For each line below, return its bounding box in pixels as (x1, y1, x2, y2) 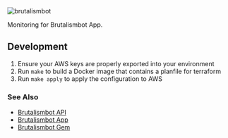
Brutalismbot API (17, 108, 67, 117)
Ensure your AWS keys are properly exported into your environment (17, 59, 215, 68)
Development (7, 41, 68, 53)
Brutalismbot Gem (17, 123, 71, 132)
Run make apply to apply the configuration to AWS (17, 74, 163, 83)
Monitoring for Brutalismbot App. (7, 20, 103, 29)
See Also (7, 92, 39, 101)
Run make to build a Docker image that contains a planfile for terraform (17, 67, 221, 75)
